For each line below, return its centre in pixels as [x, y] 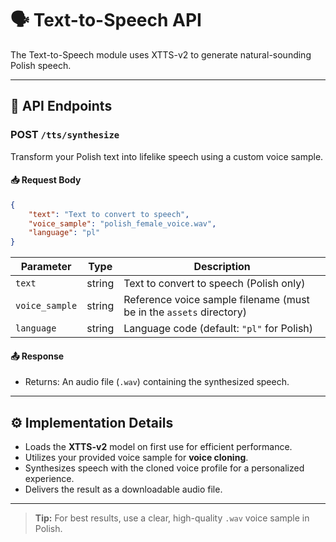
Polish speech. [41, 65]
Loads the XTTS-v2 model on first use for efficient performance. [158, 447]
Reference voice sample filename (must [216, 300]
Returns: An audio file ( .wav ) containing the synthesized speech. [157, 382]
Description [222, 267]
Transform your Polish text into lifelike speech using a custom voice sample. [167, 156]
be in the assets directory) [185, 312]
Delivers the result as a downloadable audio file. [123, 489]
